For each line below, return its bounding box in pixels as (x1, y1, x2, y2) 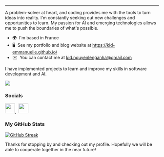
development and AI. (5, 71, 47, 77)
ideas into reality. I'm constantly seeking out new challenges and (5, 15, 135, 20)
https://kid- (92, 42, 115, 48)
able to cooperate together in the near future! (5, 146, 96, 152)
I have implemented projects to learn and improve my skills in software (5, 66, 147, 71)
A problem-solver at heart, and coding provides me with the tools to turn (5, 10, 151, 15)
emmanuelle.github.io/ (12, 49, 58, 55)
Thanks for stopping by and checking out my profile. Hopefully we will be (5, 141, 152, 147)
